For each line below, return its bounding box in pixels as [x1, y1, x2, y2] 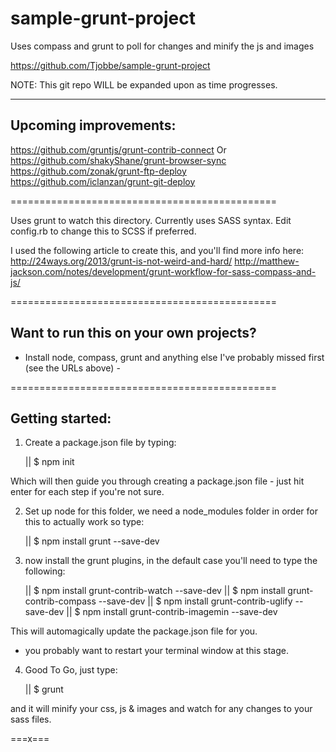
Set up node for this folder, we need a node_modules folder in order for [24, 505, 318, 517]
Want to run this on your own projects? [10, 325, 257, 342]
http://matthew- [234, 255, 300, 267]
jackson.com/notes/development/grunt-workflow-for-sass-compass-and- [10, 265, 317, 277]
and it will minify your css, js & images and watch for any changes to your [10, 703, 313, 715]
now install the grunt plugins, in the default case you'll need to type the [24, 555, 318, 567]
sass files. [10, 713, 52, 726]
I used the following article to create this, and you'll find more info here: [10, 244, 305, 256]
